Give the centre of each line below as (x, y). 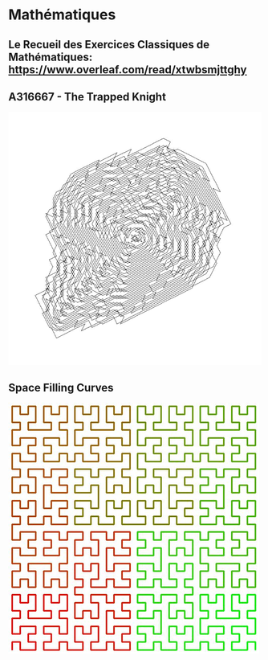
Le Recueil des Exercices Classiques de (109, 45)
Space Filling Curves (61, 387)
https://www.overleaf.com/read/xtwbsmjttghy (128, 70)
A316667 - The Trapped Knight (87, 97)
